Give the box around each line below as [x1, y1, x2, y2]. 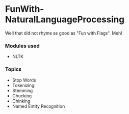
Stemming [12, 87, 33, 93]
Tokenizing [12, 82, 35, 88]
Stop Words [12, 77, 36, 83]
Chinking [12, 98, 30, 104]
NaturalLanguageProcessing [5, 14, 125, 25]
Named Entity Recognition [12, 103, 65, 109]
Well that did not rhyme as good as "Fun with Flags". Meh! [5, 30, 123, 36]
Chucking [12, 92, 32, 99]
